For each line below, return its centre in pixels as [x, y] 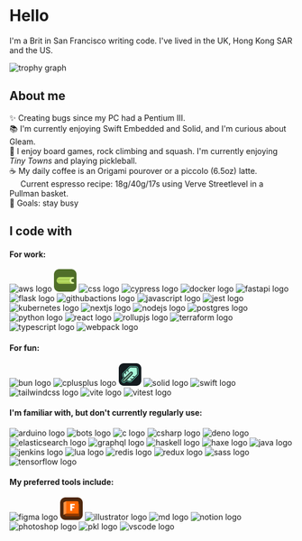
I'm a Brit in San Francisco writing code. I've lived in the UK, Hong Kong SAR [151, 41]
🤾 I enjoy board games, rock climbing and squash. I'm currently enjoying [143, 151]
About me [37, 96]
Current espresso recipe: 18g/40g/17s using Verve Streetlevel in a [142, 183]
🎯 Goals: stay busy [44, 203]
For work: [28, 254]
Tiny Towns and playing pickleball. [73, 160]
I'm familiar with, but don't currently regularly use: [106, 413]
